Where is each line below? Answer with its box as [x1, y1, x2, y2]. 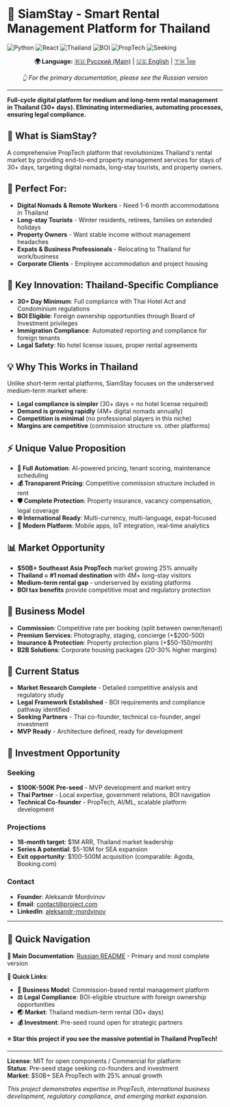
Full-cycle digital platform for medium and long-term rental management [7, 95, 218, 104]
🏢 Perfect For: [7, 183, 67, 195]
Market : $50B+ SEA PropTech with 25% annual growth [7, 1071, 163, 1080]
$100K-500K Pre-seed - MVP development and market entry [16, 783, 192, 791]
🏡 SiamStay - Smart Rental [7, 6, 159, 22]
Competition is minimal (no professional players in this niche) [16, 414, 192, 422]
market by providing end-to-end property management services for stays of [7, 156, 222, 164]
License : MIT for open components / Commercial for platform [7, 1056, 181, 1065]
